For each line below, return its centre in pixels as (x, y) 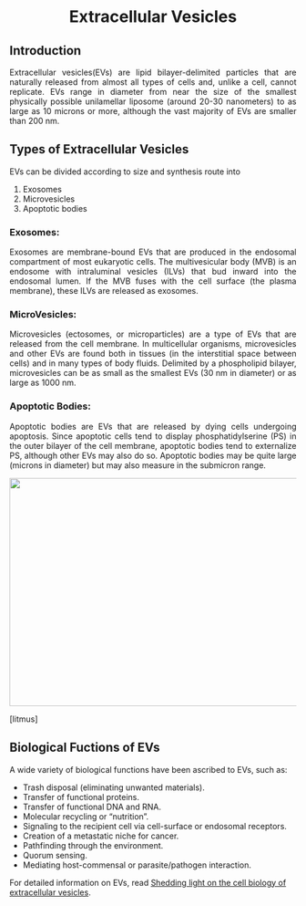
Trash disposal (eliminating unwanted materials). (113, 787)
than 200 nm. (35, 121)
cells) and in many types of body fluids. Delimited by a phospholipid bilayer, (153, 363)
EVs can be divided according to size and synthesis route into (125, 172)
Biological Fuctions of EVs (85, 748)
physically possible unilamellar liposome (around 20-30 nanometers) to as (153, 101)
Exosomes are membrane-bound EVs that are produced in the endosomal (153, 252)
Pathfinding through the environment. (93, 845)
